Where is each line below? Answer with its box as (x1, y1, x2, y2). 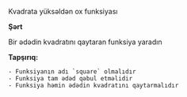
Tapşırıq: (8, 53, 38, 62)
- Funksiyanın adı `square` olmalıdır (8, 68, 136, 76)
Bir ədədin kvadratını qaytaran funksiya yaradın (8, 37, 162, 47)
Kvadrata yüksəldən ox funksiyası (8, 7, 118, 16)
